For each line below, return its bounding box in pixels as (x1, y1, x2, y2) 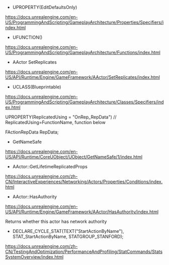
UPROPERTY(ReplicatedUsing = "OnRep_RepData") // (5, 114, 117, 120)
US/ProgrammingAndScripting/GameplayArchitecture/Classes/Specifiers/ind (5, 99, 164, 105)
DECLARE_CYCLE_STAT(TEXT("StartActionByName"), (12, 228, 124, 234)
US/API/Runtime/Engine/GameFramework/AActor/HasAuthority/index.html (5, 209, 159, 215)
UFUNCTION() (12, 35, 43, 40)
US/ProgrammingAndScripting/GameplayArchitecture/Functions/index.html (5, 50, 161, 55)
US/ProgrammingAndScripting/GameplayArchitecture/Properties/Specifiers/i (5, 20, 164, 25)
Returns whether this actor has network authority (5, 218, 107, 224)
